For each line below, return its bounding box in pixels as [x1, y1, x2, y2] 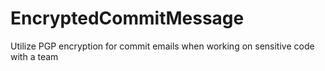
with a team [10, 50, 59, 62]
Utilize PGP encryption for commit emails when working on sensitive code [10, 40, 315, 52]
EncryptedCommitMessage [10, 7, 245, 30]
